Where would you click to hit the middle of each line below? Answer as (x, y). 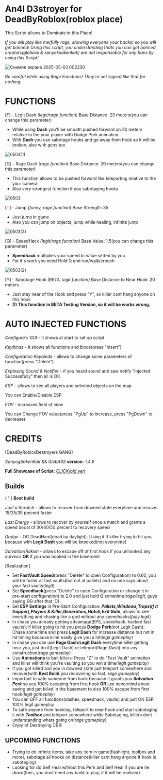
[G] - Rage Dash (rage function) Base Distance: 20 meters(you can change (80, 163)
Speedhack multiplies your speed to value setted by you (68, 255)
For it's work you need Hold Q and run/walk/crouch (63, 261)
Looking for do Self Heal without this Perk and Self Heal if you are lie (81, 767)
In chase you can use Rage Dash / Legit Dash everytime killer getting (80, 642)
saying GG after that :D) (36, 601)
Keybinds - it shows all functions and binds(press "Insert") (64, 347)
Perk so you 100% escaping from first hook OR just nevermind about (81, 684)
